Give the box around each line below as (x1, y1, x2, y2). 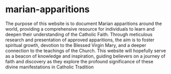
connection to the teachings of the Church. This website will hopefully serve (5, 47, 166, 54)
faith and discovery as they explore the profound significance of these (5, 58, 154, 64)
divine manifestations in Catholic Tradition (5, 64, 94, 70)
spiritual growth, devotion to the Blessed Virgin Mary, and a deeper (5, 42, 147, 48)
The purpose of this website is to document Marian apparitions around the (5, 20, 162, 27)
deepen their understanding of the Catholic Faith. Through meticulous (5, 31, 153, 37)
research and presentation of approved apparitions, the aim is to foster (5, 37, 155, 43)
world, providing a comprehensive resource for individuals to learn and (5, 26, 155, 32)
